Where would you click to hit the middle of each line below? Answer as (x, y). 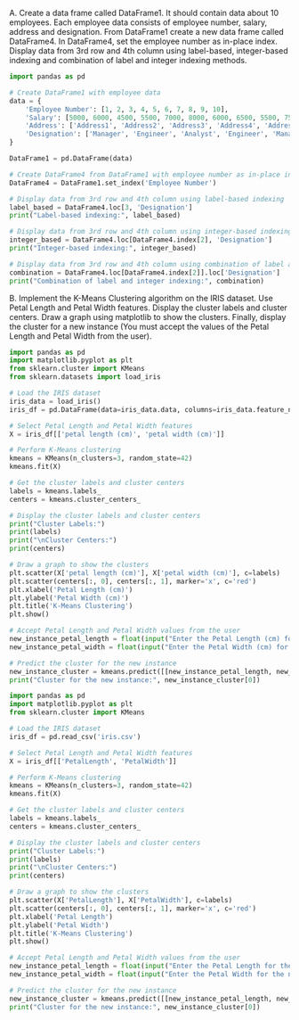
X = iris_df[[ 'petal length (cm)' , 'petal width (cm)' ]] (117, 434)
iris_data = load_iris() (55, 401)
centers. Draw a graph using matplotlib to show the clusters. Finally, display (148, 317)
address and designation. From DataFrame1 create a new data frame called (147, 32)
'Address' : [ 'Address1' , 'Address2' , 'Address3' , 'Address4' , (143, 126)
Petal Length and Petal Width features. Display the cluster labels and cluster (148, 308)
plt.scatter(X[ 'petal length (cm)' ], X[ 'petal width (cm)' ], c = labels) (145, 573)
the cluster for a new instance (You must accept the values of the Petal (139, 326)
